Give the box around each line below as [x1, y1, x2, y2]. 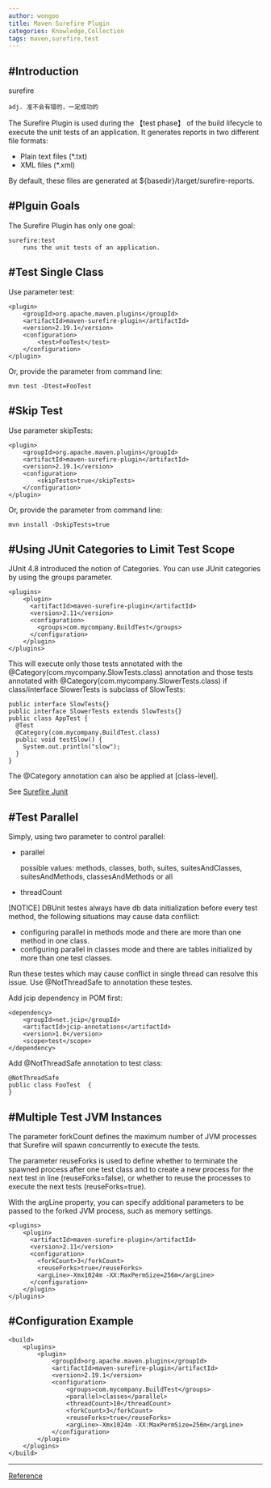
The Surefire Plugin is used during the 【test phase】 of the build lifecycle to [8, 118, 263, 128]
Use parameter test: [8, 286, 75, 296]
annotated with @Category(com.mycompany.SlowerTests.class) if [8, 676, 227, 686]
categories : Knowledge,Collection [8, 27, 125, 35]
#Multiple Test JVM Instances [8, 1110, 163, 1124]
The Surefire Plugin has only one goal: [8, 220, 135, 231]
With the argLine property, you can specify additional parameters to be [8, 1197, 244, 1206]
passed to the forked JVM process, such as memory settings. [8, 1206, 214, 1215]
